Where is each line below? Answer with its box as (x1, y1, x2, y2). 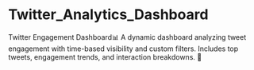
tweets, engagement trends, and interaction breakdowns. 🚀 (8, 52, 202, 61)
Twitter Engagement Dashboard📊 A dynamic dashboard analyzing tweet (8, 32, 247, 41)
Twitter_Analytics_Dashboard (8, 6, 209, 24)
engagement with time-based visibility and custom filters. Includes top (8, 44, 239, 53)
